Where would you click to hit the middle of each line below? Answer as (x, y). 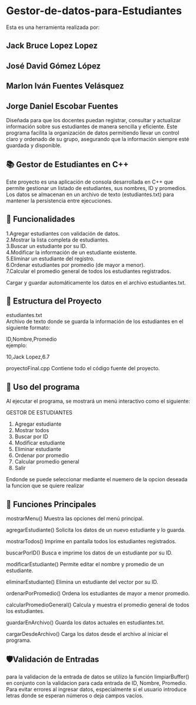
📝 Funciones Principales (51, 504)
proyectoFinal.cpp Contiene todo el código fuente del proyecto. (83, 368)
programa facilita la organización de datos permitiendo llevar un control (93, 133)
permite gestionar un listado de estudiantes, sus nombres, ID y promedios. (97, 188)
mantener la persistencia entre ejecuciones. (59, 200)
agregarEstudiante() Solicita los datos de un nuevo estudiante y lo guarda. (96, 530)
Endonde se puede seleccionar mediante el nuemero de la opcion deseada (97, 479)
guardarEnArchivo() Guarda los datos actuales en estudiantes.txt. (85, 622)
